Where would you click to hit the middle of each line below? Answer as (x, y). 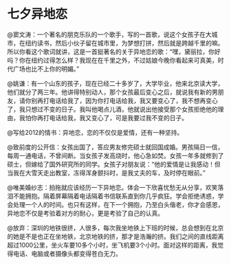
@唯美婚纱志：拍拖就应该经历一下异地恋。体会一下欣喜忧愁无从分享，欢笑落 (115, 187)
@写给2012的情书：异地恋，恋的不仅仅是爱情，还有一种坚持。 (95, 132)
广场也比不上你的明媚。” (46, 69)
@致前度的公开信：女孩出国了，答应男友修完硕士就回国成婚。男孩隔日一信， (115, 147)
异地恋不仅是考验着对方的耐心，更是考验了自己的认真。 (85, 213)
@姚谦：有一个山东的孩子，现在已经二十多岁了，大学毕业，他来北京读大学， (115, 83)
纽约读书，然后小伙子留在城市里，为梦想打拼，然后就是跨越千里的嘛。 (124, 43)
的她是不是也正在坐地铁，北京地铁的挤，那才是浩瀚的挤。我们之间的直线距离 (115, 236)
